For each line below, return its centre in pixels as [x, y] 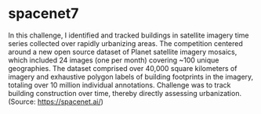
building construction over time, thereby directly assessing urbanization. [125, 93]
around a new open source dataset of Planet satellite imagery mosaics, [123, 52]
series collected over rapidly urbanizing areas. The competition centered [125, 43]
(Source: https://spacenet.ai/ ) [56, 102]
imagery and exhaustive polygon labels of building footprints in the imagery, [131, 77]
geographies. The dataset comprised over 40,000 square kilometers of [123, 68]
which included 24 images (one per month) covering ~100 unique [114, 60]
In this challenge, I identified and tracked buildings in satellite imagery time [129, 35]
